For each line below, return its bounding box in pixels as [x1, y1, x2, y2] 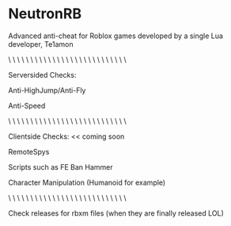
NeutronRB [8, 5, 81, 23]
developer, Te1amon [8, 39, 74, 48]
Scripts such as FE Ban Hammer [8, 162, 113, 171]
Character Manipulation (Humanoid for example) [8, 178, 166, 187]
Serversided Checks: [8, 70, 77, 79]
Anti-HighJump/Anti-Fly [8, 85, 86, 95]
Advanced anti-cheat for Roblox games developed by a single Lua [8, 31, 224, 40]
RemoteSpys [8, 147, 50, 156]
